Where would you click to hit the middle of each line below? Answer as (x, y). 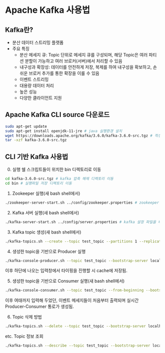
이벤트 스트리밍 (34, 79)
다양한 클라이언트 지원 (41, 98)
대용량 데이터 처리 (37, 86)
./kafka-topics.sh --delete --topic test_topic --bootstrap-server (76, 326)
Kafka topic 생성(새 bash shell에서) (47, 232)
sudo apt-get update (26, 126)
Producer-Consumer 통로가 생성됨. (40, 307)
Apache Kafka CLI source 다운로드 (57, 115)
